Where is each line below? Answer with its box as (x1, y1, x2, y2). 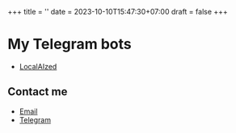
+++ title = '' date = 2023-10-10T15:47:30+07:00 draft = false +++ (7, 7, 228, 16)
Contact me (7, 85, 68, 99)
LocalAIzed (19, 61, 57, 71)
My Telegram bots (7, 35, 133, 53)
